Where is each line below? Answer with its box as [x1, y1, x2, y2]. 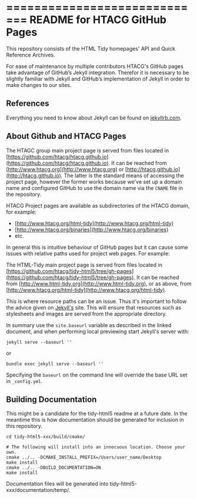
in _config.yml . [6, 377, 43, 384]
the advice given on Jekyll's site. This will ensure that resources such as [6, 304, 181, 311]
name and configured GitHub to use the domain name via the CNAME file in [6, 184, 183, 191]
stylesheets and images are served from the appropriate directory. [6, 310, 167, 317]
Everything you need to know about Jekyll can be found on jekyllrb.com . [6, 114, 182, 121]
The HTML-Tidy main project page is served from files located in [6, 261, 163, 268]
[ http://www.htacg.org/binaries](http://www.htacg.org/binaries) [14, 226, 169, 233]
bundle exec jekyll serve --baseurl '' [6, 361, 104, 367]
